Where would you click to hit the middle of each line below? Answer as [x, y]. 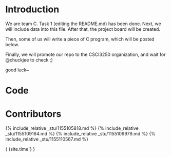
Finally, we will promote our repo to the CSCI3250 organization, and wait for [85, 54]
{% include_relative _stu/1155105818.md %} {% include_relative [72, 128]
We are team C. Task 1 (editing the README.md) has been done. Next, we [83, 24]
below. [12, 44]
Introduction [32, 9]
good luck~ [17, 70]
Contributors [33, 114]
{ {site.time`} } [20, 149]
